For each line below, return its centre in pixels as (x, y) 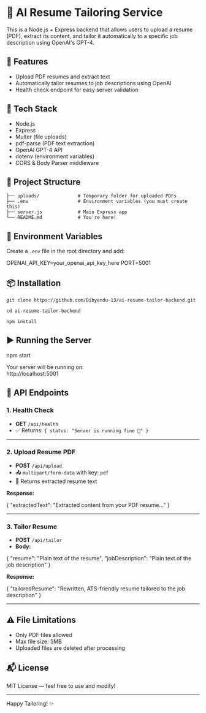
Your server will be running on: (45, 367)
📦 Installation (34, 283)
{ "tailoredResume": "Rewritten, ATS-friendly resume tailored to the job (96, 589)
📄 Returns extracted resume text (56, 481)
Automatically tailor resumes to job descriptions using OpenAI (93, 83)
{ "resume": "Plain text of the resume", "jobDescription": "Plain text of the (99, 559)
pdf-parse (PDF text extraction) (55, 143)
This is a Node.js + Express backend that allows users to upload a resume (100, 29)
